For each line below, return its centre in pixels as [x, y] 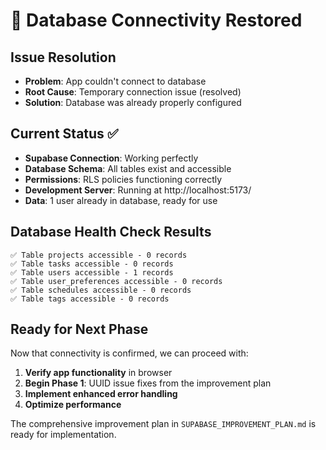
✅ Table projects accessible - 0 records [99, 255]
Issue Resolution [63, 57]
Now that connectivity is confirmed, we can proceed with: [129, 353]
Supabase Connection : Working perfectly [111, 158]
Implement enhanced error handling [101, 394]
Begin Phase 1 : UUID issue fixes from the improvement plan [148, 383]
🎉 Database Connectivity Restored [156, 20]
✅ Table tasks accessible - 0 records [92, 264]
